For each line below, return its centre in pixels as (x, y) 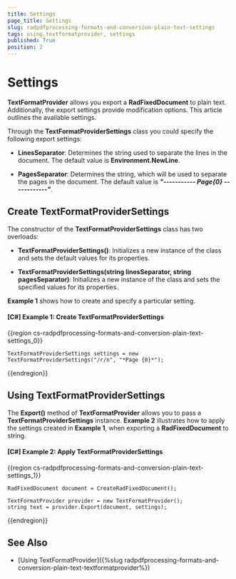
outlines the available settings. (52, 117)
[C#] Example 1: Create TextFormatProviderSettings (86, 317)
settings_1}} (24, 475)
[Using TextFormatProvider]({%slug (70, 560)
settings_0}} (25, 341)
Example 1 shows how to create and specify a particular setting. (102, 301)
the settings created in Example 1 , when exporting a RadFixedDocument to (118, 428)
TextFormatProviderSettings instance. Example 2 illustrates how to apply (116, 420)
